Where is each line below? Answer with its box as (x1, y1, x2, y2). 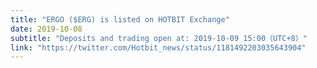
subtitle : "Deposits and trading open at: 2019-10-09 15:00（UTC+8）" (10, 33, 308, 43)
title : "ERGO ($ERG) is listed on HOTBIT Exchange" (10, 14, 230, 25)
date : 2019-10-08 (10, 24, 83, 34)
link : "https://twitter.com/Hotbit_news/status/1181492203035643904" (10, 42, 307, 53)
